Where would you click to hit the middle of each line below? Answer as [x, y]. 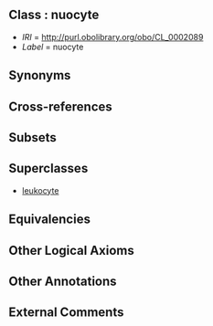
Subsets [32, 137]
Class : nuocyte [54, 15]
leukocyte [40, 190]
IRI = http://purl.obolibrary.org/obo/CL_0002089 [112, 37]
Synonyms [40, 75]
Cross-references [61, 106]
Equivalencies [49, 220]
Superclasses [48, 168]
